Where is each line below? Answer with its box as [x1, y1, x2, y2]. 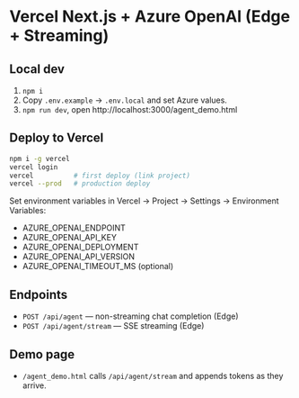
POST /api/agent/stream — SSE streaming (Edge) [22, 321, 205, 331]
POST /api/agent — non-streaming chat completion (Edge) [22, 311, 240, 321]
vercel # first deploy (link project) [9, 171, 191, 180]
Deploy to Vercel [9, 131, 104, 146]
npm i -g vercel [9, 154, 70, 163]
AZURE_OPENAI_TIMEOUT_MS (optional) [22, 261, 174, 272]
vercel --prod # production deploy [9, 179, 151, 188]
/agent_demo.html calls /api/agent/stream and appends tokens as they [22, 370, 284, 381]
